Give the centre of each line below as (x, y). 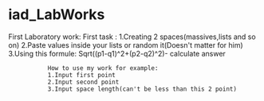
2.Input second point (83, 82)
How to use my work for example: (103, 68)
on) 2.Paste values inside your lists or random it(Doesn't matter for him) (126, 45)
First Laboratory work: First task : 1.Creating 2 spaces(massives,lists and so (132, 37)
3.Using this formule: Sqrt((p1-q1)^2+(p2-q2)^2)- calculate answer (117, 53)
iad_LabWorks (57, 15)
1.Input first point (81, 75)
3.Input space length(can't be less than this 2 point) (142, 89)
